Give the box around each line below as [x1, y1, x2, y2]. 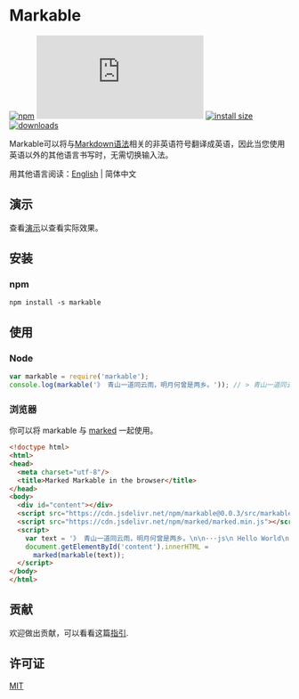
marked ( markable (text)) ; [32, 550, 125, 559]
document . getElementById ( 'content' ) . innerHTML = [25, 542, 209, 551]
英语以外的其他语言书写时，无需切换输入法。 [9, 149, 174, 160]
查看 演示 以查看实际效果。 [9, 222, 103, 232]
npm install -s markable [9, 298, 101, 307]
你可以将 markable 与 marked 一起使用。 [9, 425, 158, 436]
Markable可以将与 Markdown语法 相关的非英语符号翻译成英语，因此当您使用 [9, 138, 286, 149]
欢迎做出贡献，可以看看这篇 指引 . [9, 627, 129, 638]
